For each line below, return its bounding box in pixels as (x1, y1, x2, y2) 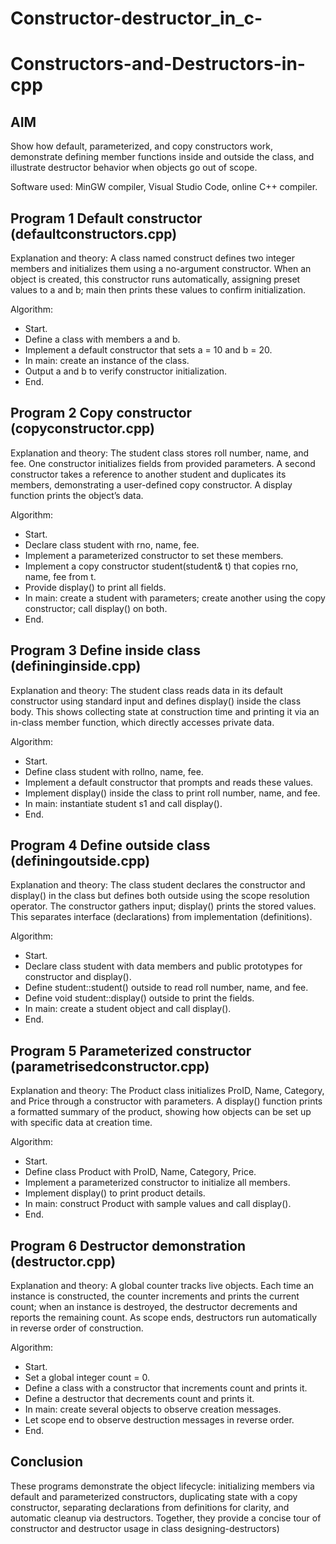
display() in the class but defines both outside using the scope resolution (10, 890, 310, 902)
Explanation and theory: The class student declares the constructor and (10, 879, 306, 891)
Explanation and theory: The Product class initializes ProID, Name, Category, (10, 1085, 325, 1097)
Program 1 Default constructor (10, 210, 203, 227)
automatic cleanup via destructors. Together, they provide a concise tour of (10, 1512, 322, 1524)
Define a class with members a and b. (24, 333, 181, 345)
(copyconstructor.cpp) (10, 420, 155, 437)
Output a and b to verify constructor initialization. (24, 365, 228, 377)
